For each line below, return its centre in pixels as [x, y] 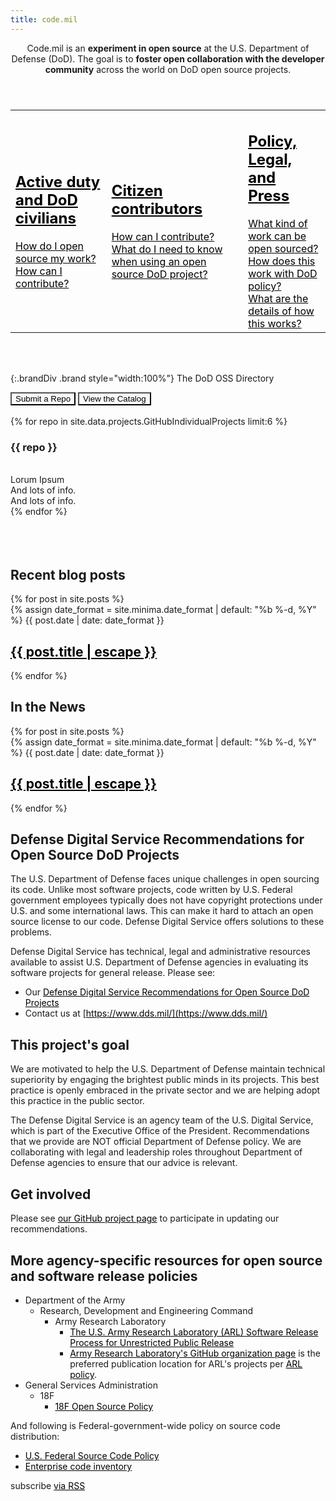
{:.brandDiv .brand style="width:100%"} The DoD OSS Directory [142, 378]
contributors [157, 209]
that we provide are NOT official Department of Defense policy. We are [156, 1142]
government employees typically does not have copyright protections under [166, 900]
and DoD [46, 200]
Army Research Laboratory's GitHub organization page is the [195, 1353]
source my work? [56, 258]
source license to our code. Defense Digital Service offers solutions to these [167, 922]
